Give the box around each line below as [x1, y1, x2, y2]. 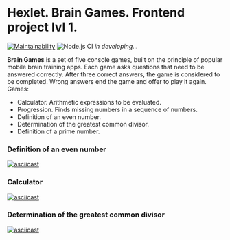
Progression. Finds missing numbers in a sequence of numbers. [16, 105, 198, 113]
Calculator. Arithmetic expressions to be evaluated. [16, 98, 161, 106]
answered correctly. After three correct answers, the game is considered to [7, 70, 220, 78]
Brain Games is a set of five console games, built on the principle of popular [7, 55, 223, 63]
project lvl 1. [7, 19, 78, 35]
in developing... [94, 42, 139, 50]
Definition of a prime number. [16, 127, 100, 135]
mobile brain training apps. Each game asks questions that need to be [7, 63, 205, 71]
